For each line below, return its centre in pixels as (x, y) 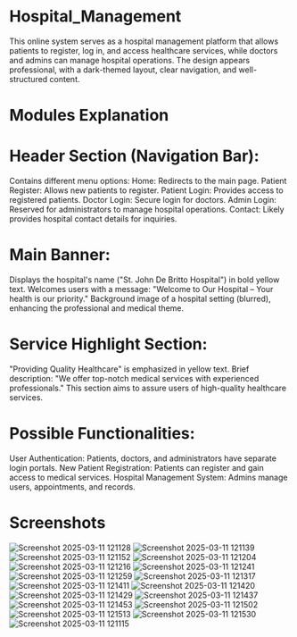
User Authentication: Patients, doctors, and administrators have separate (143, 458)
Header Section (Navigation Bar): (135, 156)
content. (65, 79)
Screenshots (58, 523)
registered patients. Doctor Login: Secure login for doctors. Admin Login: (143, 200)
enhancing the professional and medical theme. (97, 308)
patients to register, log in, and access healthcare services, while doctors (144, 50)
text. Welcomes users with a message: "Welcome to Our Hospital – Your (141, 289)
